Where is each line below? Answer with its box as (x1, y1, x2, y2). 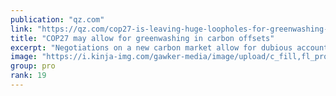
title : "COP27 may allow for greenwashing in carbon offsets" (10, 33, 275, 43)
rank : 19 (10, 71, 47, 81)
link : (10, 24, 33, 34)
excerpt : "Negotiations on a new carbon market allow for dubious (10, 42, 293, 53)
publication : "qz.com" (10, 14, 105, 25)
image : (10, 52, 38, 62)
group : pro (10, 61, 56, 71)
